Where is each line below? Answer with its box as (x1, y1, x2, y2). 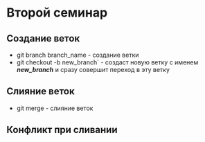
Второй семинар (6, 5, 108, 21)
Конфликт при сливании (6, 124, 118, 136)
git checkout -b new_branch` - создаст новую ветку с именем (16, 58, 199, 66)
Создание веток (6, 33, 80, 44)
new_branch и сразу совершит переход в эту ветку (16, 66, 170, 73)
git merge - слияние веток (16, 104, 93, 112)
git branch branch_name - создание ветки (16, 51, 139, 59)
